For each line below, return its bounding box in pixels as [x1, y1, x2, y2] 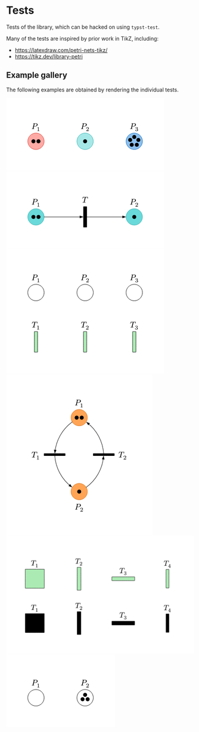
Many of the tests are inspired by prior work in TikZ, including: [6, 35, 159, 42]
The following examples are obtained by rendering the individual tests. [6, 86, 179, 93]
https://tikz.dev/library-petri [14, 53, 83, 60]
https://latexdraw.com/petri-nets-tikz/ [14, 46, 108, 54]
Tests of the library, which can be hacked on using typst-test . [6, 23, 160, 30]
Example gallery [6, 70, 67, 81]
